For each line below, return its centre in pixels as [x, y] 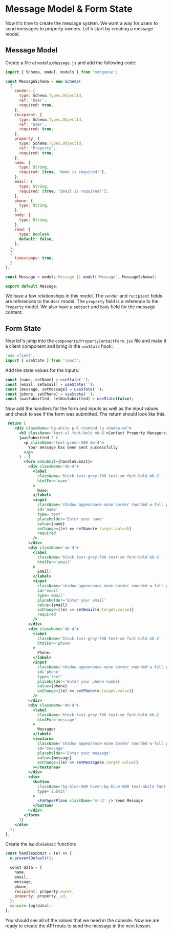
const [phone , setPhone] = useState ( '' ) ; [50, 394]
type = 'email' [51, 595]
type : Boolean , [35, 234]
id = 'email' [49, 591]
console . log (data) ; [31, 906]
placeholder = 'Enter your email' [72, 600]
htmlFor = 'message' [57, 720]
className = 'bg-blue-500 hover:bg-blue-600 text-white [96, 787]
